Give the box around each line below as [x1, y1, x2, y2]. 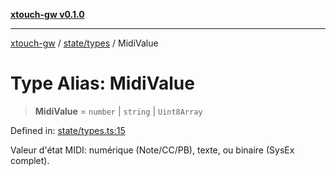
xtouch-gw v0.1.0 [10, 9, 85, 20]
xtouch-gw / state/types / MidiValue [10, 37, 159, 49]
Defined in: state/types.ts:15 [10, 124, 126, 136]
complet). [10, 154, 50, 166]
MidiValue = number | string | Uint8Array [34, 105, 203, 117]
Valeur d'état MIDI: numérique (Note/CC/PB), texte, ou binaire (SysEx [10, 144, 295, 156]
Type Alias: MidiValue [10, 72, 195, 95]
